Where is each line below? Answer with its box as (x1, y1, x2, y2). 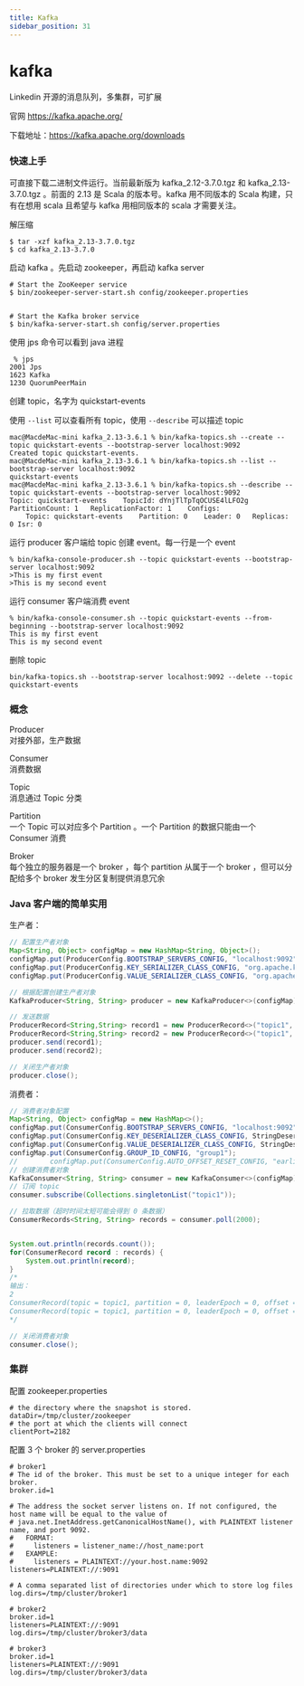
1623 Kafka (9, 370, 51, 380)
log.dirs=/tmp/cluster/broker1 (9, 1588, 128, 1597)
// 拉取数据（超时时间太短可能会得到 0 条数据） (9, 1207, 169, 1217)
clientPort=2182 (9, 1426, 71, 1436)
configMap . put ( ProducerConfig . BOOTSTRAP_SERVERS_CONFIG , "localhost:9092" (9, 955, 298, 964)
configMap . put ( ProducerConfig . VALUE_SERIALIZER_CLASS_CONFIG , (9, 971, 249, 980)
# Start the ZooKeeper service (9, 279, 128, 289)
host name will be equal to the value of (9, 1510, 168, 1519)
